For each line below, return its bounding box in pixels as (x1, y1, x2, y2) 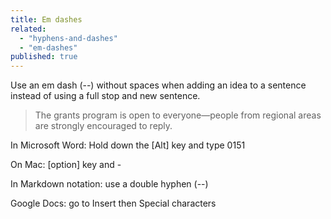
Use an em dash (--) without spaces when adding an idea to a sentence (10, 79, 307, 91)
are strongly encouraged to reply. (34, 120, 173, 132)
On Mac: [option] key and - (10, 159, 122, 171)
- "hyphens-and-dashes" (19, 33, 118, 43)
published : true (10, 52, 78, 62)
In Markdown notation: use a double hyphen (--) (10, 178, 209, 190)
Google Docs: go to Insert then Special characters (10, 197, 217, 210)
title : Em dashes (10, 14, 83, 25)
